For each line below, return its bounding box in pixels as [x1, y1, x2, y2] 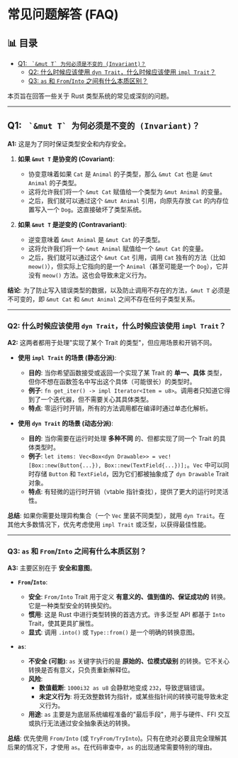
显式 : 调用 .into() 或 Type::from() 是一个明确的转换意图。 [28, 628, 199, 637]
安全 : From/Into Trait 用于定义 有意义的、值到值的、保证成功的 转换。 [28, 593, 230, 601]
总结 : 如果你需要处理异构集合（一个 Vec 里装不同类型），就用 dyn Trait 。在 [7, 512, 225, 520]
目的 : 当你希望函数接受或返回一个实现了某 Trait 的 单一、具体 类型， [28, 368, 226, 377]
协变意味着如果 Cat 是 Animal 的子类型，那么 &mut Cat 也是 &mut [28, 170, 213, 178]
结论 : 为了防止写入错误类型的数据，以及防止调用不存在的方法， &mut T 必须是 [7, 285, 230, 295]
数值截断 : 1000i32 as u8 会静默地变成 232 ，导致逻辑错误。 [38, 683, 209, 692]
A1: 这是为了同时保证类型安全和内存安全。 [7, 139, 130, 148]
